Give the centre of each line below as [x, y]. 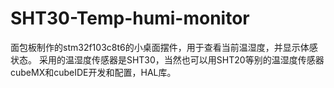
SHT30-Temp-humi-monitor [130, 18]
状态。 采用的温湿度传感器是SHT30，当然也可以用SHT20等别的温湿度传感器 [167, 59]
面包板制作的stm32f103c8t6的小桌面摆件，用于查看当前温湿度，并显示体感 [164, 47]
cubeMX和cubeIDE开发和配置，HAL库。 [93, 72]
